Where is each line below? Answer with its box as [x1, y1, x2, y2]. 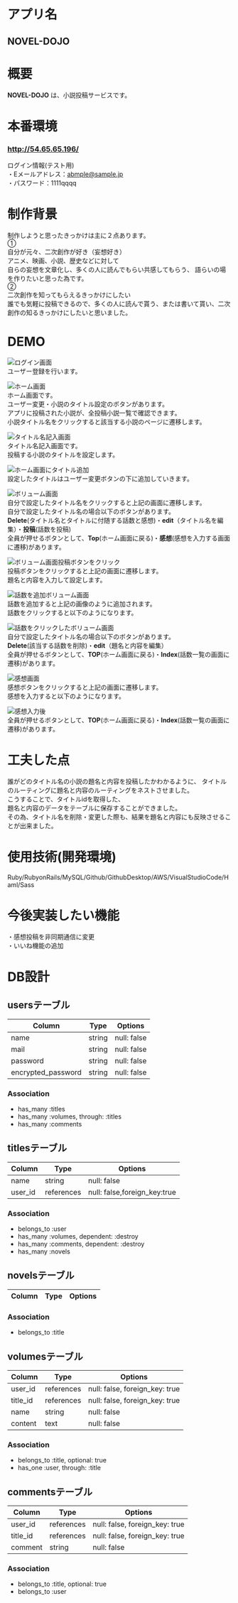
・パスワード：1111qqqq [7, 179, 77, 187]
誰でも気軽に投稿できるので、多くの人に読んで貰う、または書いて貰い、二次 [7, 299, 231, 308]
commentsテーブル [7, 1486, 93, 1498]
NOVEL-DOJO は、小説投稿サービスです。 [7, 90, 131, 99]
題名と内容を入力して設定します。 [7, 575, 107, 584]
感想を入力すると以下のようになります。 [7, 692, 126, 700]
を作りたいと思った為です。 [7, 274, 88, 283]
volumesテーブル [7, 1350, 84, 1362]
